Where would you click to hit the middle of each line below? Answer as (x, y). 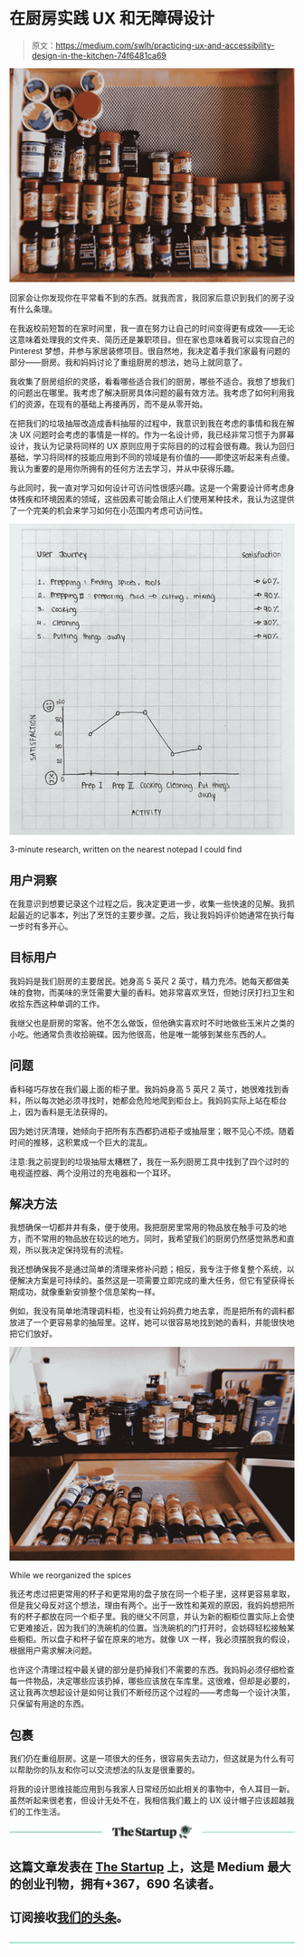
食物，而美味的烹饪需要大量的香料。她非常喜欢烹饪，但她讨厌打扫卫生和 (160, 992)
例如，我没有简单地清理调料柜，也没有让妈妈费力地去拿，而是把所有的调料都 (152, 1311)
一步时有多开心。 (41, 926)
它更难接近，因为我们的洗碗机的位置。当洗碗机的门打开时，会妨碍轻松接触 (148, 1628)
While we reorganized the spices (71, 1575)
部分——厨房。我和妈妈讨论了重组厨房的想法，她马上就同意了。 (128, 362)
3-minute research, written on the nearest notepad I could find (126, 850)
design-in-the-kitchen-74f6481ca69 (99, 55)
